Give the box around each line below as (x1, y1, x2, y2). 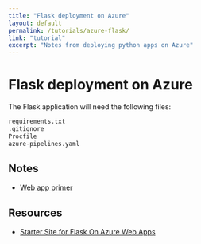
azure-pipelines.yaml (8, 140, 80, 148)
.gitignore (8, 124, 44, 132)
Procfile (8, 132, 37, 140)
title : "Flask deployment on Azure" (8, 11, 129, 20)
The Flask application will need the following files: (8, 102, 172, 112)
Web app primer (19, 183, 73, 192)
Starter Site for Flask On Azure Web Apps (19, 227, 157, 237)
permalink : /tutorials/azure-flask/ (8, 26, 129, 34)
